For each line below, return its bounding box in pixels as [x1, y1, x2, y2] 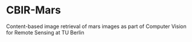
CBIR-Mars [6, 3, 61, 17]
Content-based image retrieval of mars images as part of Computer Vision [6, 23, 187, 30]
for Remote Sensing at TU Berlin [6, 29, 84, 36]
